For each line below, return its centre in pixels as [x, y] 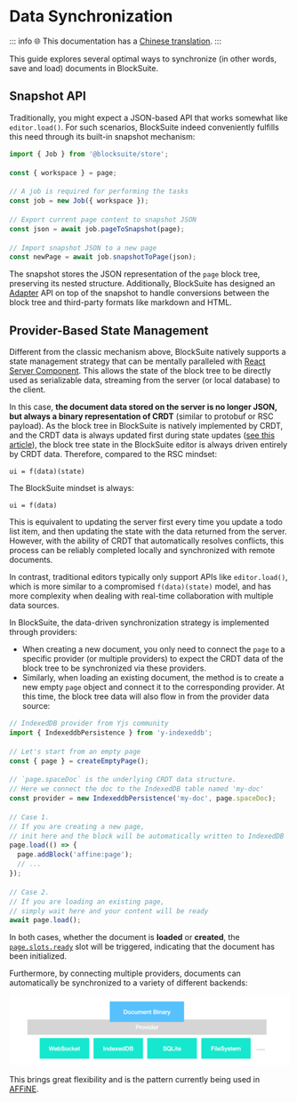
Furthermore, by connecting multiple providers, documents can [125, 973]
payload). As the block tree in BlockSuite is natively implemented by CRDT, [146, 426]
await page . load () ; [45, 921]
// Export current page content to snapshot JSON [103, 220]
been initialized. [38, 956]
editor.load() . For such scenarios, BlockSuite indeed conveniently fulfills [144, 127]
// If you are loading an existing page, [87, 901]
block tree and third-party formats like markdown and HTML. [121, 302]
